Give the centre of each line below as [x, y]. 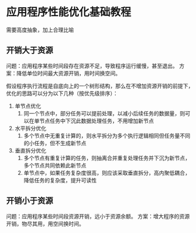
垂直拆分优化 [30, 150]
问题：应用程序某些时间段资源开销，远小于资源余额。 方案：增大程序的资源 [98, 216]
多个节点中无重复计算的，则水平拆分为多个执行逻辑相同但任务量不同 [107, 136]
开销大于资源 [30, 50]
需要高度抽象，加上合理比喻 [40, 30]
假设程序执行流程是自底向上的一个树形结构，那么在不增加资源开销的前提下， [100, 86]
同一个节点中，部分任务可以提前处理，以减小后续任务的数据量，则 [104, 113]
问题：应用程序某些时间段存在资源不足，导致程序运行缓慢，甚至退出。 [92, 65]
